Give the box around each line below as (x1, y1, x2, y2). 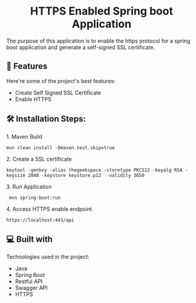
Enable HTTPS (15, 95, 51, 102)
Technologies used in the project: (6, 253, 90, 261)
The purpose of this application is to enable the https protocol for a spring (6, 37, 191, 44)
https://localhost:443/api (6, 217, 74, 223)
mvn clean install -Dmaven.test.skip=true (6, 144, 115, 151)
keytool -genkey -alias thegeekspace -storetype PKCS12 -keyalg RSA (6, 167, 183, 173)
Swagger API (15, 284, 48, 291)
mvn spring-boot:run (8, 195, 61, 201)
